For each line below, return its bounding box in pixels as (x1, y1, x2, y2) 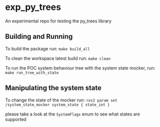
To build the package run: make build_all (5, 45, 90, 51)
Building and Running (5, 32, 73, 41)
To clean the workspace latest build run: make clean (5, 55, 111, 61)
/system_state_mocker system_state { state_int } (5, 102, 110, 107)
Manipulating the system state (5, 84, 102, 92)
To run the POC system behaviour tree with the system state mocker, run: (5, 65, 156, 71)
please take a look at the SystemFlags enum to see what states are (5, 111, 140, 117)
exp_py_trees (5, 1, 61, 13)
